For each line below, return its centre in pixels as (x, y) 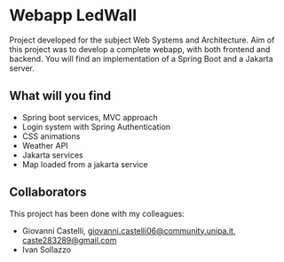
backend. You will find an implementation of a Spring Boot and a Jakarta (141, 58)
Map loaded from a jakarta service (85, 164)
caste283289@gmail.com (69, 240)
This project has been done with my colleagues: (97, 213)
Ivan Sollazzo (47, 250)
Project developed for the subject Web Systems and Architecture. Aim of (142, 40)
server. (22, 68)
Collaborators (48, 193)
